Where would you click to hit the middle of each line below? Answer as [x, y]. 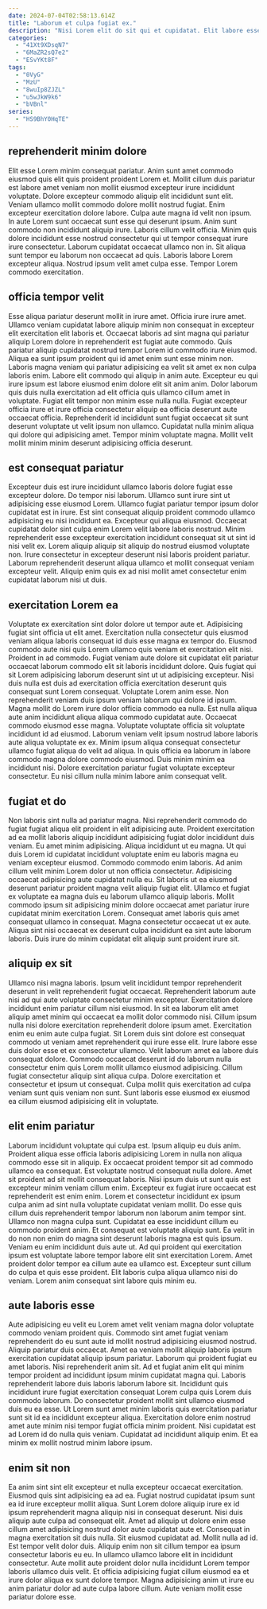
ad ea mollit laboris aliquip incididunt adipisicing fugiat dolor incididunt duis [132, 837]
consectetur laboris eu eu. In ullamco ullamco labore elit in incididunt [121, 1555]
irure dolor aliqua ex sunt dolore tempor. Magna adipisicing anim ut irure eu [131, 1580]
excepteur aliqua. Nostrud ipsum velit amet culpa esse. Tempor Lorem [123, 263]
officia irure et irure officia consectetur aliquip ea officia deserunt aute [123, 409]
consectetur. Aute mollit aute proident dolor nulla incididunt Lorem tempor [129, 1563]
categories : [28, 38]
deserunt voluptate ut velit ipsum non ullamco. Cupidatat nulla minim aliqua [131, 426]
